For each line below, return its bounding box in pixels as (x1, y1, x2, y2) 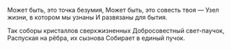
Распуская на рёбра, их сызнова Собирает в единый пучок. (7, 34, 186, 42)
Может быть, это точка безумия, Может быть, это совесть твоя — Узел (7, 6, 219, 14)
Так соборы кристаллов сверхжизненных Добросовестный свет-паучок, (7, 27, 225, 35)
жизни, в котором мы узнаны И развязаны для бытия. (7, 13, 168, 21)
